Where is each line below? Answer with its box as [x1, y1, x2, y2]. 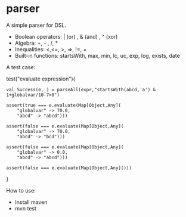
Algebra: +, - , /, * [14, 39, 58, 46]
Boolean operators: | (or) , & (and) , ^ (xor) [14, 33, 118, 40]
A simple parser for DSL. [6, 21, 67, 29]
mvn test [14, 204, 37, 212]
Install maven [14, 199, 48, 206]
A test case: [6, 63, 36, 70]
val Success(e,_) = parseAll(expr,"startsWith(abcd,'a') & [6, 86, 156, 92]
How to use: [6, 187, 36, 194]
